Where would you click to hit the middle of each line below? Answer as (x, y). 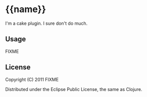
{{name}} (26, 9)
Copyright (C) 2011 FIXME (32, 79)
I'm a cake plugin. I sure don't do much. (46, 23)
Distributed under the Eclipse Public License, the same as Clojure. (74, 89)
